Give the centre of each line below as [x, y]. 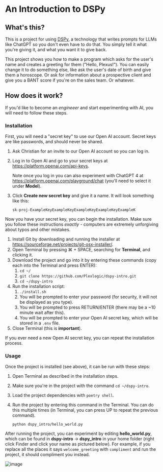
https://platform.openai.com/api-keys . [51, 166]
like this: [21, 201]
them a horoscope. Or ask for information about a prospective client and [78, 75]
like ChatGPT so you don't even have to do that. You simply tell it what [76, 44]
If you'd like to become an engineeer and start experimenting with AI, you [79, 108]
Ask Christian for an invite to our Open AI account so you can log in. [81, 151]
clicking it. [23, 255]
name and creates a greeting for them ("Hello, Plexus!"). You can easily [77, 64]
